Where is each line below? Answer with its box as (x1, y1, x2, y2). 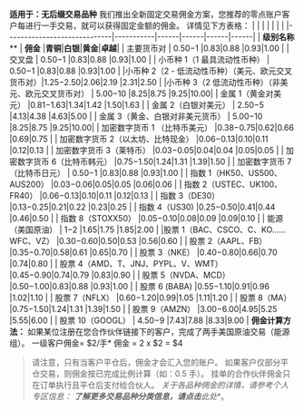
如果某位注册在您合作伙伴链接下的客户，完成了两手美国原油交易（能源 (26, 327, 290, 337)
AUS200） (9, 179, 49, 190)
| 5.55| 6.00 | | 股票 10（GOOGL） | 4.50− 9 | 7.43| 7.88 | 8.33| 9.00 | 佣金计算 (9, 315, 284, 326)
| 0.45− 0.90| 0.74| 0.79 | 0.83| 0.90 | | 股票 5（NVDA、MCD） (9, 269, 230, 280)
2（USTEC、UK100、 (201, 179, 283, 190)
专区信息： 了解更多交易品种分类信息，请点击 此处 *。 (31, 391, 230, 402)
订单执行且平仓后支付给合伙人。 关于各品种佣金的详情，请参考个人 (39, 380, 289, 390)
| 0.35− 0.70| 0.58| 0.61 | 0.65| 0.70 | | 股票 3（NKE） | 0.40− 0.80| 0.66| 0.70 (9, 247, 278, 258)
